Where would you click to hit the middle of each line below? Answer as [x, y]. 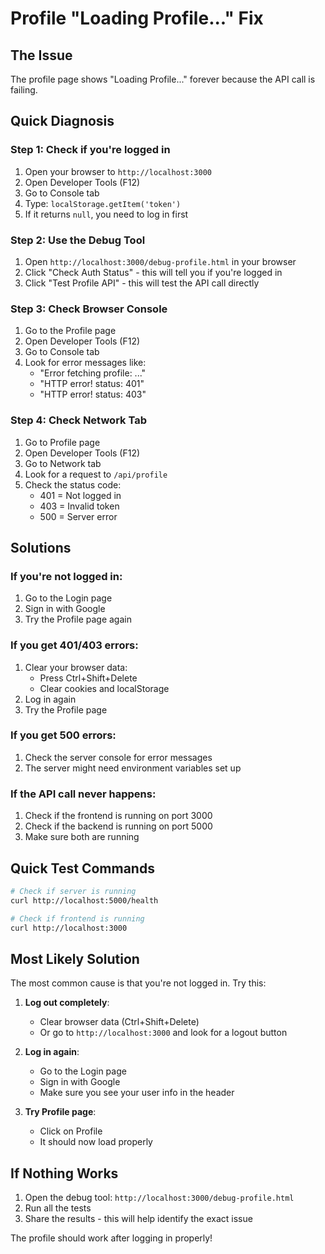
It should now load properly [96, 1142]
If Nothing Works [64, 1173]
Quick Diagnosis [62, 121]
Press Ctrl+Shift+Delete [88, 678]
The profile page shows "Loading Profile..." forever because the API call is [163, 79]
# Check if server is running [73, 891]
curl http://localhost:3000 [69, 928]
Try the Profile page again [78, 619]
